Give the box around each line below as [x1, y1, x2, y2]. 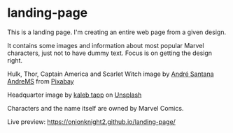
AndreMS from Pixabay [7, 77, 75, 85]
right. [7, 56, 23, 64]
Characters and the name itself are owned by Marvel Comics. [7, 104, 184, 112]
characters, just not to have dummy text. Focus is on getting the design [7, 49, 212, 57]
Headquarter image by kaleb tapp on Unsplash [7, 91, 142, 99]
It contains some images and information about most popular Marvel [7, 41, 204, 49]
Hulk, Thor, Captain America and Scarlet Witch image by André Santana [7, 70, 215, 78]
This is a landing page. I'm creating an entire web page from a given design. [7, 28, 226, 36]
